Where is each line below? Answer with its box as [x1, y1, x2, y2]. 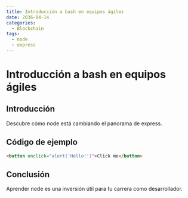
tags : [6, 31, 20, 37]
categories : [6, 20, 36, 26]
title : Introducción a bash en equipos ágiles [6, 8, 124, 15]
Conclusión [6, 169, 50, 180]
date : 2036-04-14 [6, 14, 50, 20]
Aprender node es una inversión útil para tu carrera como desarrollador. [6, 185, 183, 193]
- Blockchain [11, 25, 44, 32]
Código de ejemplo [6, 137, 78, 147]
